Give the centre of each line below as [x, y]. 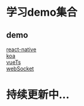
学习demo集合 [42, 12]
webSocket [20, 69]
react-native [21, 49]
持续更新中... [38, 95]
